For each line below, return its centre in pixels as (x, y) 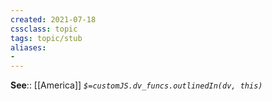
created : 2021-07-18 (53, 19)
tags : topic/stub (46, 38)
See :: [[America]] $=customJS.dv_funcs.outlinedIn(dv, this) (136, 85)
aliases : (28, 47)
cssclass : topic (44, 29)
